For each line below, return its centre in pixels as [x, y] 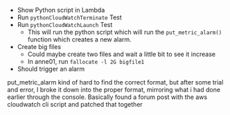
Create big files [39, 47]
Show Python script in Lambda [61, 10]
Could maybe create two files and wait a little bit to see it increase [122, 54]
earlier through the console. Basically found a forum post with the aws [107, 97]
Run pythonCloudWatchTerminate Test [70, 17]
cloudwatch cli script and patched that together [75, 104]
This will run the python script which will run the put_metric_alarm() [125, 32]
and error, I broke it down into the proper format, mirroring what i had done [114, 90]
